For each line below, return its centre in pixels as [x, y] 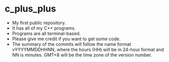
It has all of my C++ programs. [44, 28]
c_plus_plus [30, 9]
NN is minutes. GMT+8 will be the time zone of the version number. [82, 55]
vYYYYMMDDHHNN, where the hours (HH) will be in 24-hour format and [88, 49]
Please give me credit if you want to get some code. [66, 39]
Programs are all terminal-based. [46, 33]
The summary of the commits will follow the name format [71, 44]
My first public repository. [39, 23]
